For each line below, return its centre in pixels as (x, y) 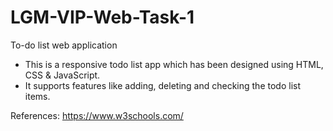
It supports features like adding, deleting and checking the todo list (162, 85)
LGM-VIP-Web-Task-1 (102, 17)
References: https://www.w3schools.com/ (97, 115)
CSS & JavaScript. (62, 75)
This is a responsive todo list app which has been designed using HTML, (174, 64)
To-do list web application (64, 45)
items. (37, 96)
